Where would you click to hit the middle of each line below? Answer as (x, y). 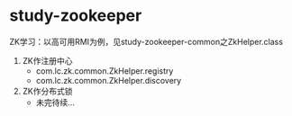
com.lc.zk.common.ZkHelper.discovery (109, 80)
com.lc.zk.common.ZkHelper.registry (105, 71)
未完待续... (55, 102)
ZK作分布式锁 (48, 91)
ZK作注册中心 (48, 60)
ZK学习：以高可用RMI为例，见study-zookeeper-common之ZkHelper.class (146, 41)
